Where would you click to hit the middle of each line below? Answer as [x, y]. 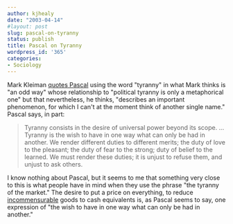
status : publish [31, 39]
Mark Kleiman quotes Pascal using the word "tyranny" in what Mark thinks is [116, 84]
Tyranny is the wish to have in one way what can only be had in [115, 135]
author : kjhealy [31, 13]
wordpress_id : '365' [37, 53]
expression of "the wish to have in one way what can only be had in [104, 207]
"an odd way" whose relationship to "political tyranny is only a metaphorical [115, 92]
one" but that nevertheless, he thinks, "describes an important [96, 99]
